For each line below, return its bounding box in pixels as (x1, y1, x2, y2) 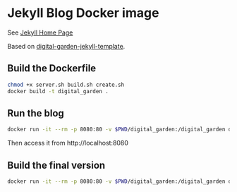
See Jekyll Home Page (7, 28, 73, 37)
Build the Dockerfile (7, 62, 97, 75)
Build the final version (7, 159, 106, 171)
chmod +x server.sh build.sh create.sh (7, 81, 125, 88)
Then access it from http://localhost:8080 (7, 139, 129, 148)
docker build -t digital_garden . (7, 88, 109, 95)
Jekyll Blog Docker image (7, 5, 159, 21)
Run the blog (7, 107, 65, 119)
